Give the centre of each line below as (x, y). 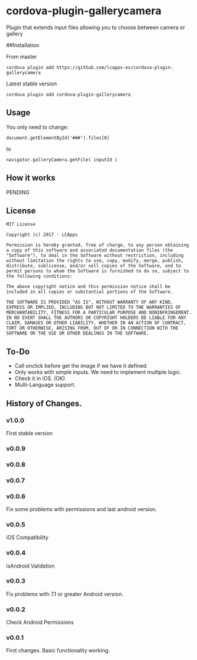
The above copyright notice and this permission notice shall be (88, 287)
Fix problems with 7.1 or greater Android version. (65, 594)
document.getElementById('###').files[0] (58, 138)
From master (22, 56)
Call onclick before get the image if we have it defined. (81, 366)
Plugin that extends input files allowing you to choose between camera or (96, 27)
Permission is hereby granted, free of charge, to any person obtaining (98, 245)
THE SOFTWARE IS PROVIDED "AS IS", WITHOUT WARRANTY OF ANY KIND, (90, 302)
